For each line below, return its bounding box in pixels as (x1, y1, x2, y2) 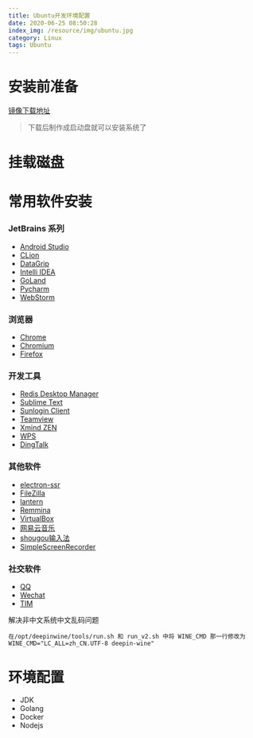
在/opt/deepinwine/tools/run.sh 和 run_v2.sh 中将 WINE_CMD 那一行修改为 (8, 632, 246, 640)
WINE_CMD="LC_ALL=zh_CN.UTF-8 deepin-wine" (8, 639, 155, 647)
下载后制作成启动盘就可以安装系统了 (27, 122, 147, 132)
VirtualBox (19, 514, 54, 523)
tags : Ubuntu (8, 41, 52, 49)
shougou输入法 (19, 533, 70, 542)
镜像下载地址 (8, 106, 50, 115)
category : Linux (8, 33, 62, 42)
